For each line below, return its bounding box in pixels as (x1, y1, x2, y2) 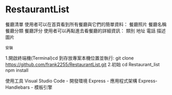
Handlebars (5, 84, 30, 90)
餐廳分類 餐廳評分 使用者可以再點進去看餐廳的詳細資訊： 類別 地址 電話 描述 (5, 27, 166, 34)
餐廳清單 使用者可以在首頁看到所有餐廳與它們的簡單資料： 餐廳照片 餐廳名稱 (5, 21, 167, 27)
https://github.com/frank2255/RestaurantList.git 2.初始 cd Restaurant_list (5, 61, 160, 67)
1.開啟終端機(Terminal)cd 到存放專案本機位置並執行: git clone (5, 55, 134, 61)
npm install (5, 67, 29, 73)
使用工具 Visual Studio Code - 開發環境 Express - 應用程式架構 (5, 78, 138, 84)
